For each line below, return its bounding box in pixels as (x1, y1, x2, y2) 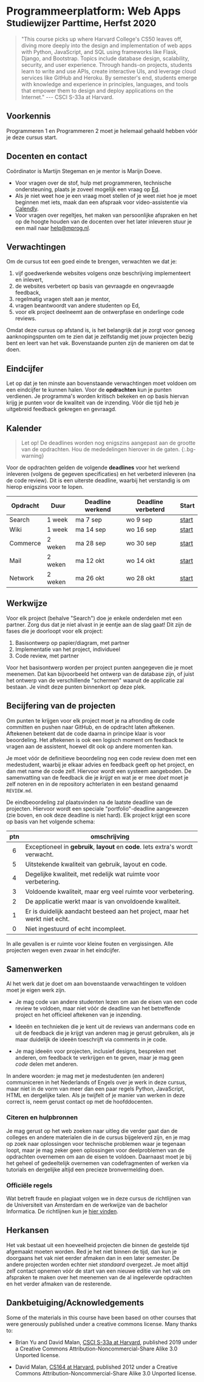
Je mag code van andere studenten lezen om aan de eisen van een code (15, 998, 197, 1006)
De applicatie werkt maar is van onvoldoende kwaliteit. (25, 897, 181, 905)
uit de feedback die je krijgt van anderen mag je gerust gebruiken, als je (15, 1029, 195, 1036)
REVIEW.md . (6, 786, 33, 794)
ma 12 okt (75, 557, 105, 565)
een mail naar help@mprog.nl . (15, 224, 90, 231)
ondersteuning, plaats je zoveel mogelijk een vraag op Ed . (15, 185, 160, 192)
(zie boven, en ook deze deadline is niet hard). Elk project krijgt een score (6, 811, 191, 819)
